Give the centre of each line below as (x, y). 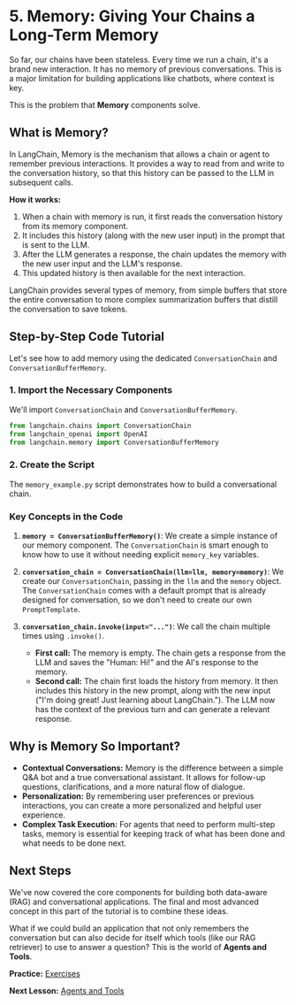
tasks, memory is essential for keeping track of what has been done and (153, 833)
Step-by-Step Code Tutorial (87, 337)
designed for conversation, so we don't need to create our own (137, 600)
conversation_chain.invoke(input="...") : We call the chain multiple (146, 626)
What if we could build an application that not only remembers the (129, 928)
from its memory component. (75, 226)
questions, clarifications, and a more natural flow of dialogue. (133, 786)
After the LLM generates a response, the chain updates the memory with (154, 254)
